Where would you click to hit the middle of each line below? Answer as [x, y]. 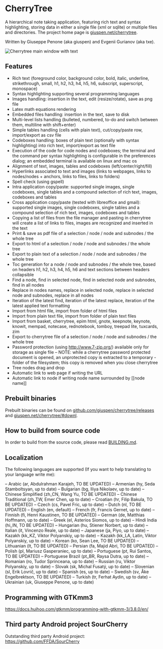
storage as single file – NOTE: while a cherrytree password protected [81, 352]
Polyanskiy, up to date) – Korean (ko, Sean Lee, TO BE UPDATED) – [72, 541]
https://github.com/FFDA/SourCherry [42, 641]
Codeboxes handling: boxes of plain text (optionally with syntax [76, 140]
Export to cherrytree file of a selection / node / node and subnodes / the [84, 337]
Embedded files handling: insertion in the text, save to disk [71, 114]
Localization [24, 458]
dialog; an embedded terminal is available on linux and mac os [74, 161]
